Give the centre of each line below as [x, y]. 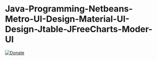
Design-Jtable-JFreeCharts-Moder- [79, 29]
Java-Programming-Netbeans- [69, 9]
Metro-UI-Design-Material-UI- [67, 19]
